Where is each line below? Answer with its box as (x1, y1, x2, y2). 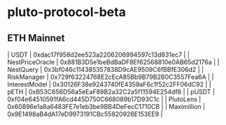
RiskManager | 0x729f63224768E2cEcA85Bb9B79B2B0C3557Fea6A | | (7, 73, 214, 81)
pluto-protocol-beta (7, 4, 126, 20)
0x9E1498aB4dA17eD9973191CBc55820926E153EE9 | (7, 110, 163, 118)
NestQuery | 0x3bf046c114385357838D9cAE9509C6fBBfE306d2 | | (7, 66, 204, 73)
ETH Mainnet (7, 32, 65, 44)
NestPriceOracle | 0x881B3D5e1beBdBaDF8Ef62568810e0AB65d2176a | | (7, 58, 220, 66)
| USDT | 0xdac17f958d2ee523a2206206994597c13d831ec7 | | (7, 50, 190, 59)
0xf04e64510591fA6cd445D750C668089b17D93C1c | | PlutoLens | (7, 95, 202, 103)
